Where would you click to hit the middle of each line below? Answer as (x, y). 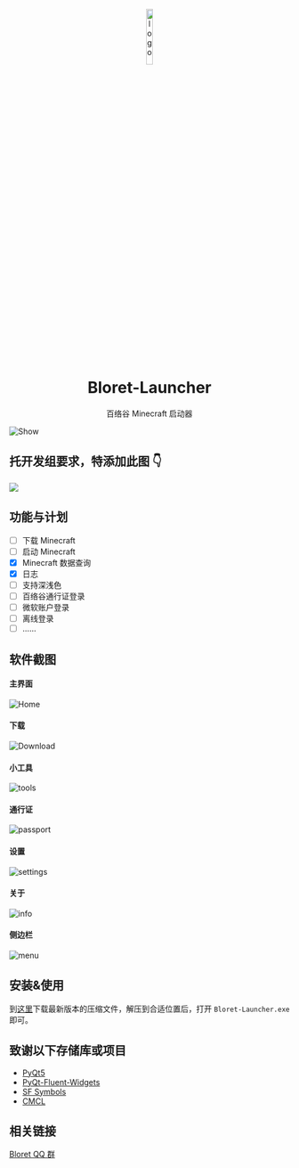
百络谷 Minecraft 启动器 (149, 413)
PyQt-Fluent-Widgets (61, 1082)
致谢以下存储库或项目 (68, 1051)
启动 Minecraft (48, 551)
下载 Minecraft (48, 540)
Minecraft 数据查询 (57, 562)
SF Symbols (44, 1091)
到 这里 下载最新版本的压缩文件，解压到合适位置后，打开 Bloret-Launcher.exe (149, 1009)
